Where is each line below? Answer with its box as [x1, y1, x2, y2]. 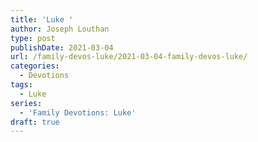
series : [10, 98, 43, 108]
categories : [10, 61, 60, 71]
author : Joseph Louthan [10, 24, 110, 34]
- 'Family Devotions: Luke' [19, 107, 137, 118]
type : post [10, 33, 56, 43]
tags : [10, 80, 33, 90]
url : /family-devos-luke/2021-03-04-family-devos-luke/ [10, 52, 248, 62]
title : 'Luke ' [10, 14, 74, 25]
